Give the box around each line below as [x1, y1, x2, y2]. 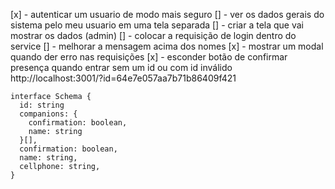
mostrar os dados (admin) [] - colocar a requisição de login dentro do [10, 30, 297, 41]
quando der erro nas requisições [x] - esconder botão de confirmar [10, 51, 288, 63]
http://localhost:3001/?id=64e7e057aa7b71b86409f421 [10, 72, 237, 84]
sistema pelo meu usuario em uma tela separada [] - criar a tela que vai [10, 19, 304, 31]
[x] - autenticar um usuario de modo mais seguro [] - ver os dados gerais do [10, 9, 325, 20]
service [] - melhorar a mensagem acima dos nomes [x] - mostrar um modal [10, 40, 324, 52]
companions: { [19, 109, 78, 119]
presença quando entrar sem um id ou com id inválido [10, 62, 233, 73]
